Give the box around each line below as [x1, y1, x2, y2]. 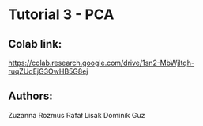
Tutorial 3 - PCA [8, 6, 115, 24]
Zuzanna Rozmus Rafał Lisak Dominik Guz [8, 110, 145, 120]
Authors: [8, 90, 53, 103]
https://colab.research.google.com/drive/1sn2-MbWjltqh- [8, 58, 195, 67]
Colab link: [8, 37, 62, 51]
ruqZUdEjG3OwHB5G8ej [8, 67, 88, 76]
